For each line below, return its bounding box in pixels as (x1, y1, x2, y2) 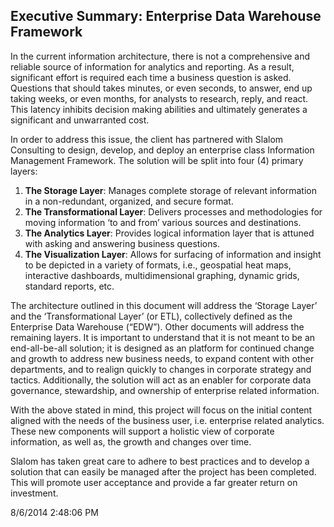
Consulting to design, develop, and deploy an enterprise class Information (10, 144, 315, 156)
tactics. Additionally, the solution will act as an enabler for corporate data (10, 374, 312, 386)
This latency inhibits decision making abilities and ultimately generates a (10, 103, 308, 115)
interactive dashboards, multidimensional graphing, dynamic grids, (24, 269, 300, 281)
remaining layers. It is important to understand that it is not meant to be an (10, 331, 316, 343)
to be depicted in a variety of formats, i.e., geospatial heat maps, (24, 259, 292, 271)
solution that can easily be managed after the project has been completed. (10, 465, 317, 478)
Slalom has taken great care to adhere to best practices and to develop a (10, 455, 310, 467)
